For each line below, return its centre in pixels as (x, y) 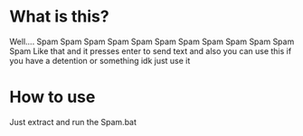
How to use (52, 97)
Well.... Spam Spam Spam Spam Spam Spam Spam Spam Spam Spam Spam (152, 41)
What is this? (60, 17)
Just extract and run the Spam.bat (73, 122)
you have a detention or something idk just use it (100, 60)
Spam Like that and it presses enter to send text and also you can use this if (151, 50)
